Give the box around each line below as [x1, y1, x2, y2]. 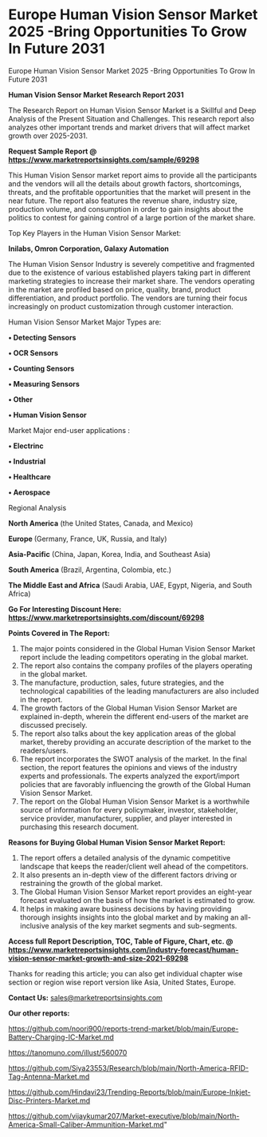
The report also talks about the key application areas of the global [19, 729, 237, 738]
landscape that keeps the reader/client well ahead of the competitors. [19, 861, 249, 871]
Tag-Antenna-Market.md [8, 1071, 90, 1081]
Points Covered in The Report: [8, 628, 110, 638]
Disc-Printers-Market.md [8, 1095, 91, 1105]
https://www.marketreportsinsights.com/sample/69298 [8, 154, 200, 165]
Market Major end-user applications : [8, 425, 130, 435]
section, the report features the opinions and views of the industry [19, 762, 238, 772]
